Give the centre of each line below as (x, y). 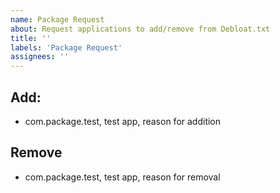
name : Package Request (57, 19)
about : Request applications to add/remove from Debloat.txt (140, 29)
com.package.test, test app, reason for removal (122, 177)
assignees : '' (40, 57)
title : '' (31, 38)
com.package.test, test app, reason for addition (123, 121)
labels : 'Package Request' (66, 47)
